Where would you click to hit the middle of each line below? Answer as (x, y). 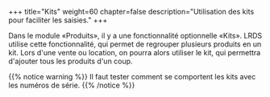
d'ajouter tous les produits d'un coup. (71, 61)
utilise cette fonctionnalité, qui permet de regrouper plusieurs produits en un (135, 44)
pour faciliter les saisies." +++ (58, 20)
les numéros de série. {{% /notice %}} (72, 85)
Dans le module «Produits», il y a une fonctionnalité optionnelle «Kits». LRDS (135, 36)
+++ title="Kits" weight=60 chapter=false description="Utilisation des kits (131, 12)
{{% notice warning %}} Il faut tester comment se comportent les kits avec (132, 77)
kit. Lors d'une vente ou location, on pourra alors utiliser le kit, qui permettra (135, 53)
